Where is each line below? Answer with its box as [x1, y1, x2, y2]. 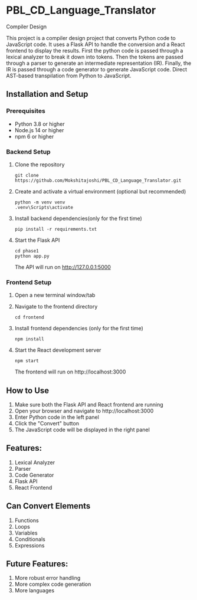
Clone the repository [14, 160, 65, 168]
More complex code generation [14, 581, 91, 588]
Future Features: [6, 559, 68, 569]
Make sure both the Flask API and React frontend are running [14, 401, 163, 408]
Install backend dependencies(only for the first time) [14, 215, 143, 222]
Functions [14, 517, 40, 524]
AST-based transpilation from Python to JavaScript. [6, 72, 132, 79]
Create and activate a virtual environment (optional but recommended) [14, 188, 186, 195]
